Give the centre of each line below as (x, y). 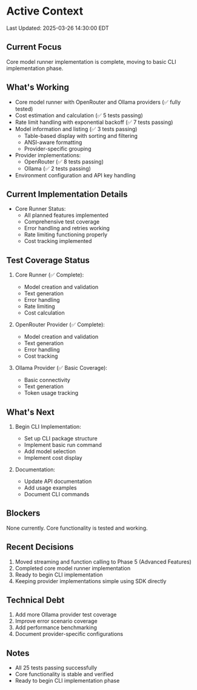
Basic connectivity (47, 380)
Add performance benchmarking (56, 627)
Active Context (45, 11)
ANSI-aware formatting (53, 142)
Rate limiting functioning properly (66, 234)
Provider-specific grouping (58, 149)
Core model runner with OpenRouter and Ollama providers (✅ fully (98, 102)
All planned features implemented (66, 215)
